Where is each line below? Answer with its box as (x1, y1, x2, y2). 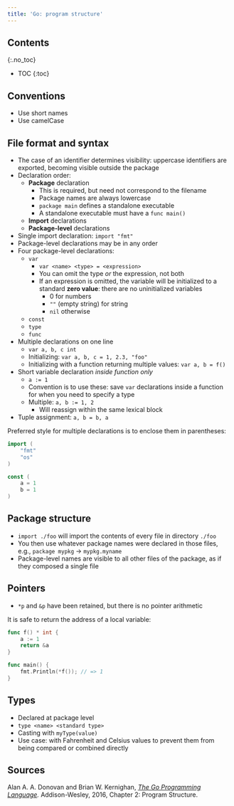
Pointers (7, 583, 46, 595)
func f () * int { (7, 629, 59, 636)
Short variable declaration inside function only (17, 368, 153, 376)
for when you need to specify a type (28, 391, 135, 399)
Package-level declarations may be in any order (17, 239, 158, 248)
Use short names (17, 109, 68, 117)
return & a (20, 642, 50, 649)
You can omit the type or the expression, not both (38, 270, 185, 278)
